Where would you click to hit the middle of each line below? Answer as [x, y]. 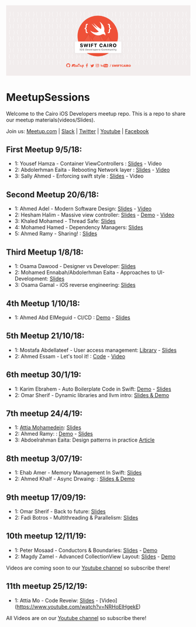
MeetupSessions [48, 97]
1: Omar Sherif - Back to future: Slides [60, 511]
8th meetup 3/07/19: [44, 458]
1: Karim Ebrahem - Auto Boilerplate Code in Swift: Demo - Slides [93, 389]
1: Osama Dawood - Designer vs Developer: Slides [75, 266]
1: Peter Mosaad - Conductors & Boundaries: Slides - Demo [86, 550]
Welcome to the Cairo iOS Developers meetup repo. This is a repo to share [96, 113]
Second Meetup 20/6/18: [53, 194]
